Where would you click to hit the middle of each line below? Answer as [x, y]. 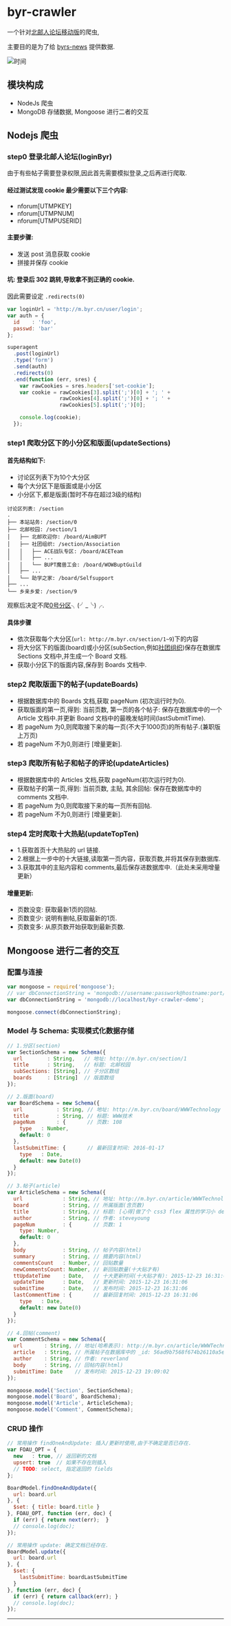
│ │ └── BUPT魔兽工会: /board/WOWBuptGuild [75, 565]
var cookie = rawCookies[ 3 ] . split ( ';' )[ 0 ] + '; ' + [95, 392]
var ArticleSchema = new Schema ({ [57, 1193]
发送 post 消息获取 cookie [54, 254]
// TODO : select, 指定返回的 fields [63, 1469]
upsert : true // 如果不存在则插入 [60, 1463]
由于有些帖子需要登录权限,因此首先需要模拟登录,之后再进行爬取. [97, 173]
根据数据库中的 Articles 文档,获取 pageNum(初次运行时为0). [101, 779]
